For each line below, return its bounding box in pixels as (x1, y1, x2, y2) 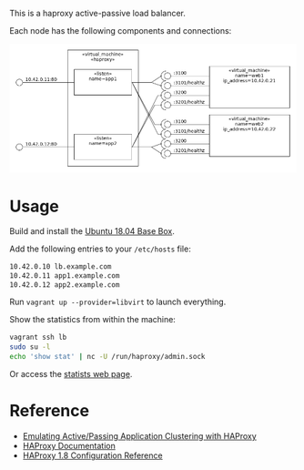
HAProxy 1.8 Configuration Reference (22, 450, 163, 461)
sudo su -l (9, 342, 51, 352)
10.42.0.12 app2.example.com (9, 281, 120, 290)
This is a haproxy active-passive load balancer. (9, 8, 187, 18)
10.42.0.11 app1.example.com (9, 271, 120, 281)
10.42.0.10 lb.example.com (9, 262, 112, 271)
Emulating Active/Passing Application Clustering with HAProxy (22, 431, 257, 442)
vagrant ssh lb (9, 332, 67, 342)
